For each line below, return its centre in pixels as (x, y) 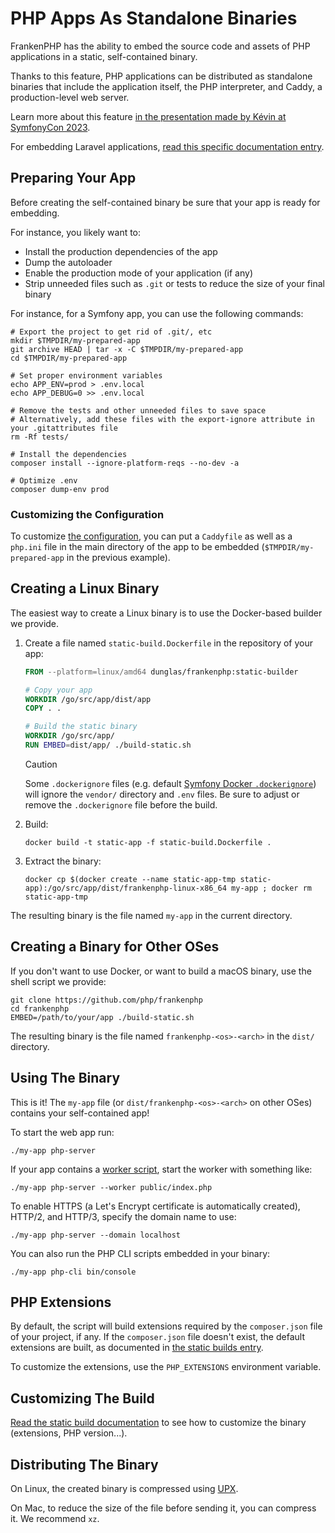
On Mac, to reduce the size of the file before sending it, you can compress (163, 1508)
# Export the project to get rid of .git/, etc (111, 332)
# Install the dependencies (69, 454)
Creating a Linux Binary (85, 588)
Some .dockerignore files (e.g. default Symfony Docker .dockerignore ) (170, 783)
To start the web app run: (62, 1132)
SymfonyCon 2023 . (50, 127)
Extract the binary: (63, 861)
